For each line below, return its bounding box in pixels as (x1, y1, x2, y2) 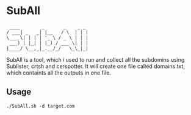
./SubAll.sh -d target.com (6, 103, 75, 109)
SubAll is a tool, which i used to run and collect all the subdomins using (6, 56, 185, 63)
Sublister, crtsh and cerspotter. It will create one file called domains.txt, (6, 62, 185, 70)
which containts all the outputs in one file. (6, 69, 111, 76)
